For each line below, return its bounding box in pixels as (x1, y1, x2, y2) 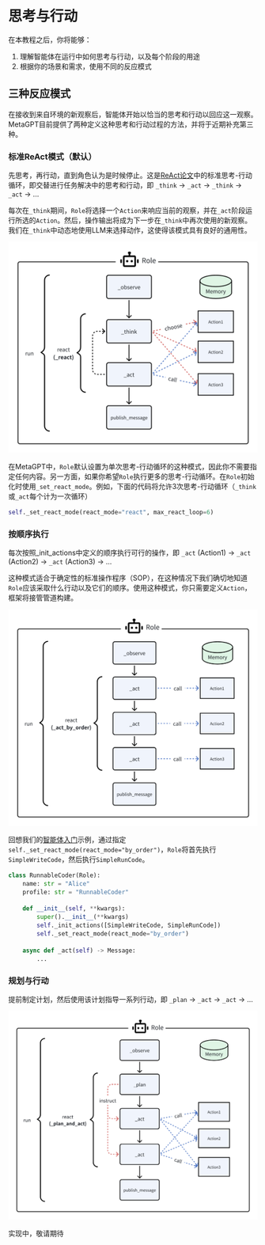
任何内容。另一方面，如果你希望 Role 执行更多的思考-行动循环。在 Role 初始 (14, 472, 255, 481)
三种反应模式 (8, 87, 71, 101)
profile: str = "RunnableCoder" (22, 888, 129, 896)
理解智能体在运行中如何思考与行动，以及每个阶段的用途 (19, 51, 200, 61)
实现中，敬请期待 (8, 1228, 64, 1238)
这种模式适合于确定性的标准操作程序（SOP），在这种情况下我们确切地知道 (8, 573, 248, 583)
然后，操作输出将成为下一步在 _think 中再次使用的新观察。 (63, 215, 252, 226)
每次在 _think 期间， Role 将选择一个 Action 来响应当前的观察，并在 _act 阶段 (8, 206, 246, 215)
